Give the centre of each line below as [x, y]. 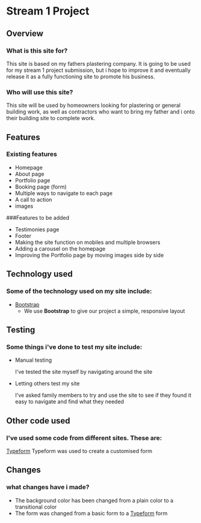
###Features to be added [38, 217]
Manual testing [33, 360]
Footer [23, 236]
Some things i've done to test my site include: [74, 347]
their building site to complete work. [51, 118]
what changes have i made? [48, 487]
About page [29, 174]
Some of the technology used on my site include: [79, 291]
